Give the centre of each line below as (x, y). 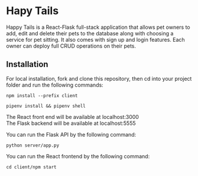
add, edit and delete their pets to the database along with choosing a (90, 33)
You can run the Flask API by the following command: (71, 134)
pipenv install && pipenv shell (46, 106)
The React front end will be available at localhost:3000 (72, 117)
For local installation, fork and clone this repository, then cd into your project (99, 78)
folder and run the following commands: (55, 85)
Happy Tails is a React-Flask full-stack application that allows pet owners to (98, 27)
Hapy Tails (33, 11)
